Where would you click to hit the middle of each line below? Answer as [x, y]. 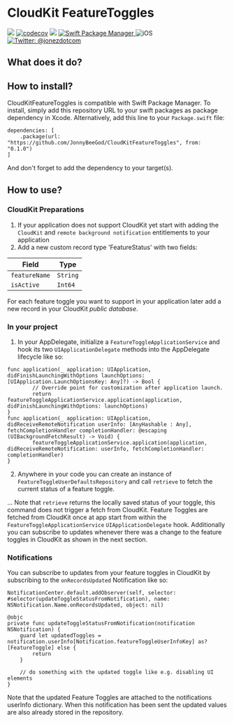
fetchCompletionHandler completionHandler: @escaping [87, 431]
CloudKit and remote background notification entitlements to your [114, 232]
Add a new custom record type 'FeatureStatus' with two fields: [107, 247]
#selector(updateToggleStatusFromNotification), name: [89, 599]
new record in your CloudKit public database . [73, 308]
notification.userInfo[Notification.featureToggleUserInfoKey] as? [108, 642]
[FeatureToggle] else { [42, 648]
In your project [32, 327]
